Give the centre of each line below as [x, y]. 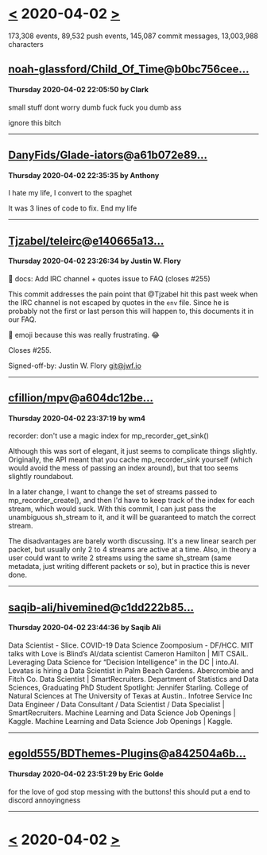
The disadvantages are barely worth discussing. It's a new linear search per [132, 541]
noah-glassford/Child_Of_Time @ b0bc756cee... [129, 70]
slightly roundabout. [41, 477]
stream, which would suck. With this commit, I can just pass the [112, 509]
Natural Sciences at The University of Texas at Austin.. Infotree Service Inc [130, 695]
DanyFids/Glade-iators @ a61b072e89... [108, 155]
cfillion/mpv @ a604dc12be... [81, 398]
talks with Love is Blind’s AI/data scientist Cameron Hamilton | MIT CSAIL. [128, 653]
